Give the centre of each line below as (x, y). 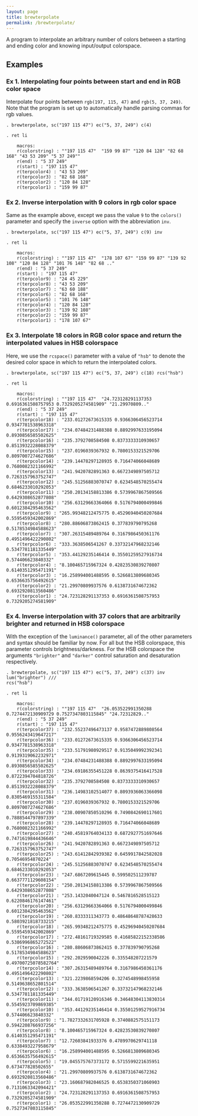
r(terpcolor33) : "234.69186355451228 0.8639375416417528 (90, 771)
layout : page (22, 12)
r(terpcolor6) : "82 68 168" (53, 295)
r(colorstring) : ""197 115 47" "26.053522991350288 (84, 709)
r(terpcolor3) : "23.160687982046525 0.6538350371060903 (88, 1082)
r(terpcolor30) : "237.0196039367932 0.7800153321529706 (88, 802)
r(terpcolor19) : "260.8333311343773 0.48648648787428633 (90, 916)
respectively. (22, 661)
